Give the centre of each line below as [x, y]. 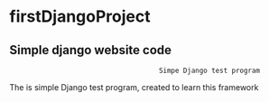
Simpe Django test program [209, 70]
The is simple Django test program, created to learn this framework [134, 87]
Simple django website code [91, 50]
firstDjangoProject [80, 17]
